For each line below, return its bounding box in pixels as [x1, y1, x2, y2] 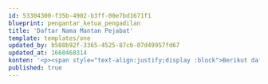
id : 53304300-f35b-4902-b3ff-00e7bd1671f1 [8, 11, 152, 20]
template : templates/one [8, 34, 91, 42]
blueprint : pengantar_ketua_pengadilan [8, 19, 141, 27]
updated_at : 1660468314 [8, 49, 88, 57]
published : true [8, 64, 62, 72]
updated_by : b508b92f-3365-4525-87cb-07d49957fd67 [8, 42, 180, 50]
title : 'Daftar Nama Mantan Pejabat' [8, 26, 134, 34]
